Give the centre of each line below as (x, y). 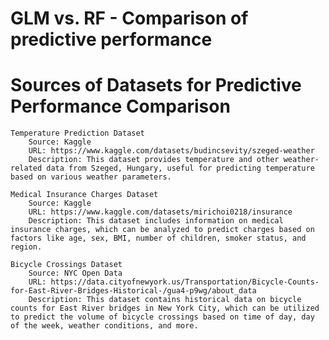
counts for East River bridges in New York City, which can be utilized (165, 308)
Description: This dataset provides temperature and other (154, 160)
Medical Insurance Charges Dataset (84, 195)
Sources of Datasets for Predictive (156, 85)
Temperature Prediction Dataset (77, 133)
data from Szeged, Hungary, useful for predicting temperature (180, 168)
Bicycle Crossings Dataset (66, 265)
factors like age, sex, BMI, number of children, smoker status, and (158, 238)
